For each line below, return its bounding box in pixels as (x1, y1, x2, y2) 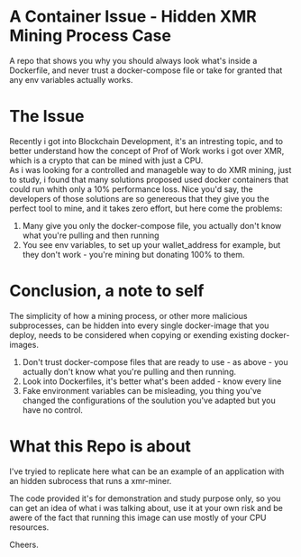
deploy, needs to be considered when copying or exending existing (9, 329, 259, 340)
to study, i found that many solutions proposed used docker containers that (9, 174, 289, 185)
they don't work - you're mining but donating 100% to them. (22, 249, 245, 260)
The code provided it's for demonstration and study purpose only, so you (9, 493, 281, 504)
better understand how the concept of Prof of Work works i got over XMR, (9, 145, 285, 156)
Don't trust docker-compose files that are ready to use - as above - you (22, 356, 288, 367)
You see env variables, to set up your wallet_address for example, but (22, 239, 281, 250)
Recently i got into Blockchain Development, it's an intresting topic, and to (9, 135, 284, 146)
